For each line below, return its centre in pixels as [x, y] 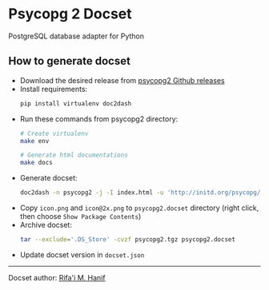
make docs [36, 163]
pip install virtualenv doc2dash [76, 103]
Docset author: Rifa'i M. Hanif [57, 277]
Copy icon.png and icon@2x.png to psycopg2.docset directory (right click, [139, 208]
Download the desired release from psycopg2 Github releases [122, 80]
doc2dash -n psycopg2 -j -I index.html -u [92, 193]
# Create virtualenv [54, 133]
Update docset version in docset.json [82, 254]
